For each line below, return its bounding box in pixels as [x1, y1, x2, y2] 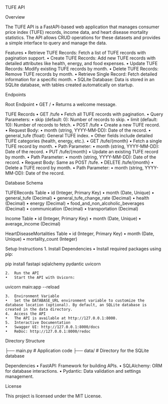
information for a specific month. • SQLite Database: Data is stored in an [5, 77, 154, 82]
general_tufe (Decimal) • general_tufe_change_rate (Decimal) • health [5, 195, 149, 201]
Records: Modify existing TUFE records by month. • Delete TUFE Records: [5, 66, 159, 72]
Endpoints [5, 92, 26, 97]
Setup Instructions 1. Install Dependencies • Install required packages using [5, 246, 161, 252]
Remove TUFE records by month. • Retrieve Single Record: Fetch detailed [5, 71, 157, 77]
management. [5, 373, 34, 379]
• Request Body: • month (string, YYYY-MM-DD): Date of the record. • [5, 127, 151, 133]
